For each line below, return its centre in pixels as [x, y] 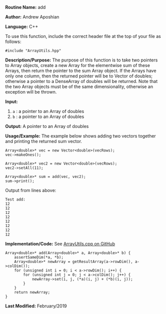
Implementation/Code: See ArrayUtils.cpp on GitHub [60, 244]
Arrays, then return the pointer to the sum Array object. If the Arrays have [81, 70]
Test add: [15, 199]
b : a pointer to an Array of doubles [48, 116]
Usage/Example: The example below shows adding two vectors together [80, 136]
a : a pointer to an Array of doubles [48, 111]
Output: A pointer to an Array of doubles [47, 126]
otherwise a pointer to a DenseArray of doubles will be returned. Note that [81, 81]
